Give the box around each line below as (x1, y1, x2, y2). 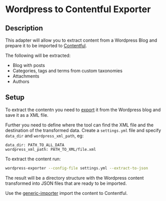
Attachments (12, 73, 39, 79)
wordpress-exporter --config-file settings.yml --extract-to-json (5, 165, 148, 171)
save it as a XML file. (5, 112, 49, 118)
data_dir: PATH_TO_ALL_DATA (5, 142, 65, 148)
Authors (12, 79, 29, 84)
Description (5, 24, 43, 32)
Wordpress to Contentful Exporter (5, 4, 151, 15)
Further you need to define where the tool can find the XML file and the (5, 122, 154, 128)
